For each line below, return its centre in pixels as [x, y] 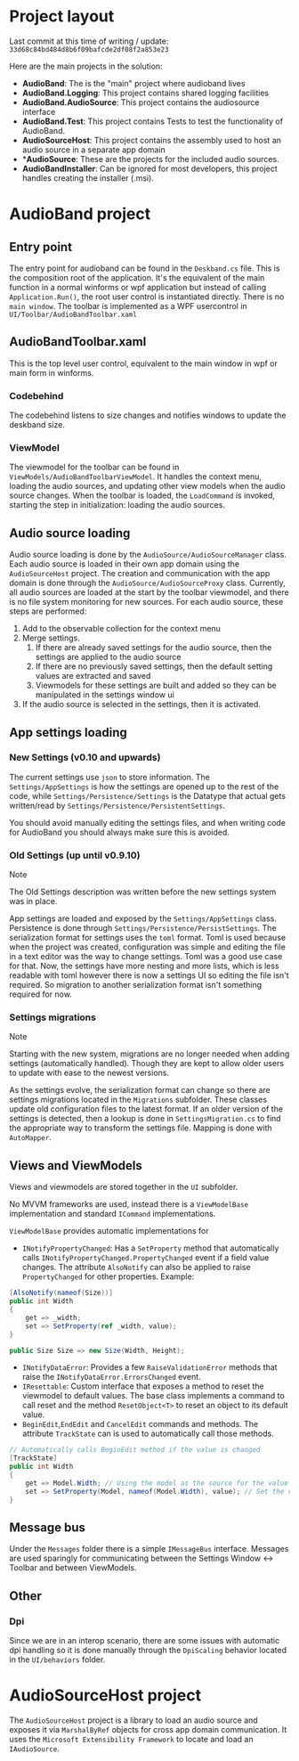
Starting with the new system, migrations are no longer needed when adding [149, 1054]
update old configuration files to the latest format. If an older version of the [146, 1109]
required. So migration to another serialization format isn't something [136, 985]
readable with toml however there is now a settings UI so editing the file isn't [149, 975]
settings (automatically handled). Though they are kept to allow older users [147, 1064]
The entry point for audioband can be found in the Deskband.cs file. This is [145, 268]
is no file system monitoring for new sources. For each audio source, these [146, 602]
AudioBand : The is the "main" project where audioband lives [133, 83]
